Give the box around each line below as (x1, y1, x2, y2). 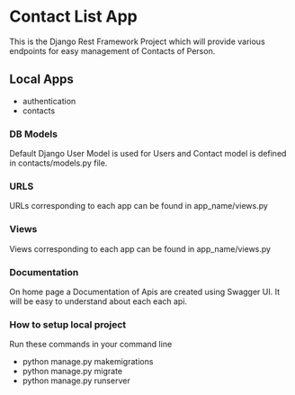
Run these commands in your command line (9, 339, 173, 350)
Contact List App (9, 6, 138, 27)
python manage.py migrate (22, 366, 123, 377)
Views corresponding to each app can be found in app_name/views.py (9, 243, 272, 254)
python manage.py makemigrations (22, 356, 154, 367)
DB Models (9, 128, 58, 140)
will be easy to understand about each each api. (9, 295, 187, 307)
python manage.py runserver (22, 375, 130, 386)
